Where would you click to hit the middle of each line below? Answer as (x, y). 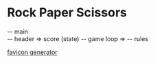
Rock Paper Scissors (67, 13)
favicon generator (32, 52)
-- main (18, 32)
